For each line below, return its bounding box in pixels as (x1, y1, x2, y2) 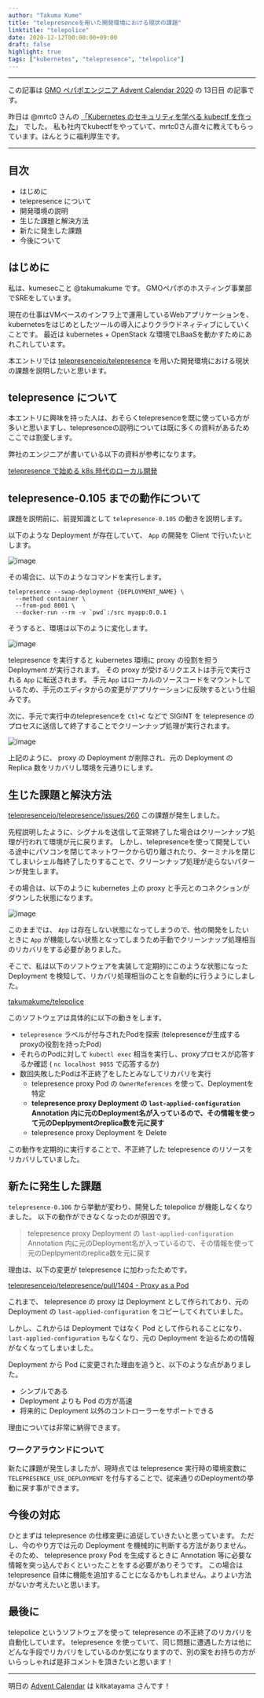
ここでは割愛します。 (8, 433, 77, 443)
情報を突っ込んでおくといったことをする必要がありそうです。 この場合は (8, 1560, 244, 1569)
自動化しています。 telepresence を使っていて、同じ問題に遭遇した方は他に (8, 1637, 253, 1647)
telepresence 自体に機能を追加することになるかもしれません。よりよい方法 (8, 1570, 252, 1579)
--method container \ (15, 595, 86, 603)
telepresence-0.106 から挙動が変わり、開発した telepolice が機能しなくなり (8, 1202, 254, 1211)
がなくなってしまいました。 (8, 1343, 98, 1352)
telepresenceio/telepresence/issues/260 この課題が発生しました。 (8, 810, 224, 820)
